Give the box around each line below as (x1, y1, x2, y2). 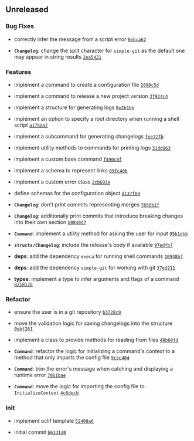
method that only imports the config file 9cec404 (13, 354, 130, 361)
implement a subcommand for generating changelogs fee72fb (13, 133, 164, 140)
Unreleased (5, 5, 49, 15)
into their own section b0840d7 (13, 218, 86, 225)
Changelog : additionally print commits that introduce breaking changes (13, 212, 183, 219)
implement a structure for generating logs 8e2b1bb (13, 104, 135, 111)
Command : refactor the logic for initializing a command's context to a (13, 348, 175, 355)
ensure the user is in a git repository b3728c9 (13, 308, 121, 316)
